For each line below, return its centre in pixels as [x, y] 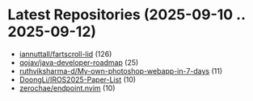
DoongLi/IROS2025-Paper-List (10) [78, 79]
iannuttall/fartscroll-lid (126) [65, 54]
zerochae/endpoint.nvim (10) [67, 88]
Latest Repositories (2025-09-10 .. [126, 15]
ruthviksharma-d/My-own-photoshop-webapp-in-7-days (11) [121, 71]
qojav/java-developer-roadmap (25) [79, 63]
